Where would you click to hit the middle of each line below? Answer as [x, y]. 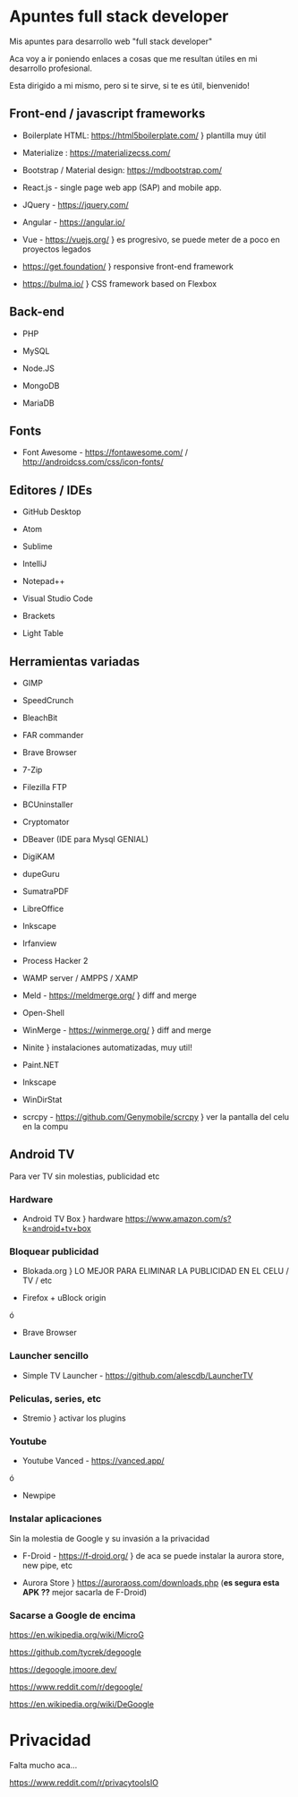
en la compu [45, 1126]
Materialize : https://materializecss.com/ [96, 152]
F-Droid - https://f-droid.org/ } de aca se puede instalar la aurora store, [153, 1555]
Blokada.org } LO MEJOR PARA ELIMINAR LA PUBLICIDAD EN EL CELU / [155, 1271]
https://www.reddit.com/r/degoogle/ [76, 1687]
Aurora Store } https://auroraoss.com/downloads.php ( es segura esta [151, 1582]
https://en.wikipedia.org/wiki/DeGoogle [82, 1704]
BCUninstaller [47, 804]
